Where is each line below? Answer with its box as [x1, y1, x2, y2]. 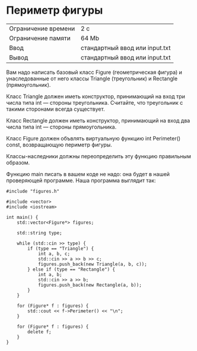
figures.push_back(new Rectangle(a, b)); [37, 282, 142, 288]
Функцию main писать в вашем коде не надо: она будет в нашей [6, 170, 170, 177]
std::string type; [17, 230, 62, 236]
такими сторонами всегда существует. [6, 105, 105, 112]
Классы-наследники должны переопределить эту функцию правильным [6, 152, 191, 159]
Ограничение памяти [9, 34, 71, 42]
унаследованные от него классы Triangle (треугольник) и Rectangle [6, 75, 178, 82]
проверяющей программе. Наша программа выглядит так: [6, 177, 156, 184]
